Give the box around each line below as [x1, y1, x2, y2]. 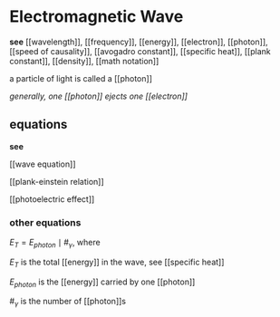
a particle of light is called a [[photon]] [9, 72, 152, 83]
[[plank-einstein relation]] [9, 176, 104, 187]
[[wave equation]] [9, 158, 76, 169]
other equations [9, 216, 82, 228]
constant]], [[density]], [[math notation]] [9, 55, 159, 66]
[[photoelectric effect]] [9, 193, 95, 205]
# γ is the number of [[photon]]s [9, 296, 127, 309]
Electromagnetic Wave [9, 6, 184, 27]
